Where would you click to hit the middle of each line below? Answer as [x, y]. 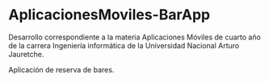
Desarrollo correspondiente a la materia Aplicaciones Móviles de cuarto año [134, 37]
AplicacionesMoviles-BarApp [109, 15]
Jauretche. [26, 54]
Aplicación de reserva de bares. [61, 69]
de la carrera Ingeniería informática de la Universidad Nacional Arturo [124, 45]
